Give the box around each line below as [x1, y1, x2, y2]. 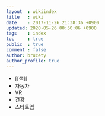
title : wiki [6, 14, 44, 20]
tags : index [6, 31, 46, 37]
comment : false [6, 47, 46, 53]
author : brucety [6, 52, 46, 58]
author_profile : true [6, 58, 60, 64]
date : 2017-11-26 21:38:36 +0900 [6, 19, 100, 25]
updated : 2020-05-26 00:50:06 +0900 [6, 25, 97, 31]
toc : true [6, 36, 44, 42]
